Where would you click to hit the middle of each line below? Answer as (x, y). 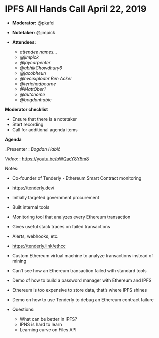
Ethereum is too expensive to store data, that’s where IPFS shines (80, 290)
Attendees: (24, 42)
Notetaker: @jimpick (34, 32)
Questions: (23, 309)
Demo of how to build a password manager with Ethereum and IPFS (82, 280)
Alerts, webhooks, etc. (35, 236)
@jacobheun (33, 73)
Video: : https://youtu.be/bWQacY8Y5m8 (47, 159)
